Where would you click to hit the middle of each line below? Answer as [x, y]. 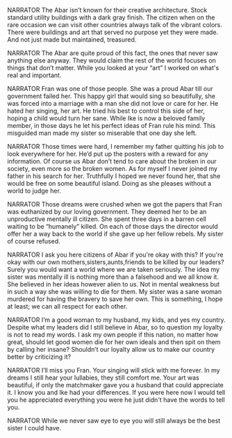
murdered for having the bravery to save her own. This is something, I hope [115, 299]
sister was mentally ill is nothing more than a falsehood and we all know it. [113, 277]
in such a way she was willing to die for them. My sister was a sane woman [115, 292]
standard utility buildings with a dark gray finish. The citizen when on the [111, 17]
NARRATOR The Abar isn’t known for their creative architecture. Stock [107, 10]
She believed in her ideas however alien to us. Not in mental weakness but [114, 284]
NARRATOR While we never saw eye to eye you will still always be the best [114, 421]
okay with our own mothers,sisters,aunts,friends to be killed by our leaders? [116, 262]
